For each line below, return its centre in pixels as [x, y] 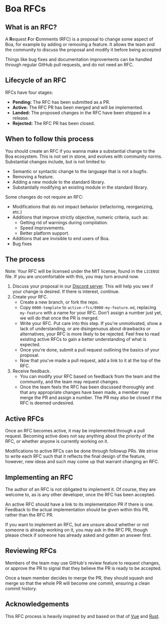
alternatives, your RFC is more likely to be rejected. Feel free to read [90, 334]
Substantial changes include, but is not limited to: [56, 161]
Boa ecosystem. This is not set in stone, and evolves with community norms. [84, 156]
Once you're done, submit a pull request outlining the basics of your [89, 350]
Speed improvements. [42, 228]
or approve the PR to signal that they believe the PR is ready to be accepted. [83, 568]
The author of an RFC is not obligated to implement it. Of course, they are [81, 489]
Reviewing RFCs [31, 551]
